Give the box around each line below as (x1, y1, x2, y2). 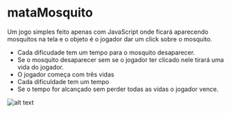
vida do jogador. (17, 63, 64, 71)
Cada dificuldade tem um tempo (17, 77, 110, 85)
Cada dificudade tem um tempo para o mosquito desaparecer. (17, 48, 196, 56)
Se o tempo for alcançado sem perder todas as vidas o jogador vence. (17, 85, 219, 93)
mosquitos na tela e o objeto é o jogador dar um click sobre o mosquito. (7, 34, 213, 43)
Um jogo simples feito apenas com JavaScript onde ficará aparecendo (7, 28, 209, 36)
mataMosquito (7, 5, 94, 21)
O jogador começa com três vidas (17, 70, 114, 79)
